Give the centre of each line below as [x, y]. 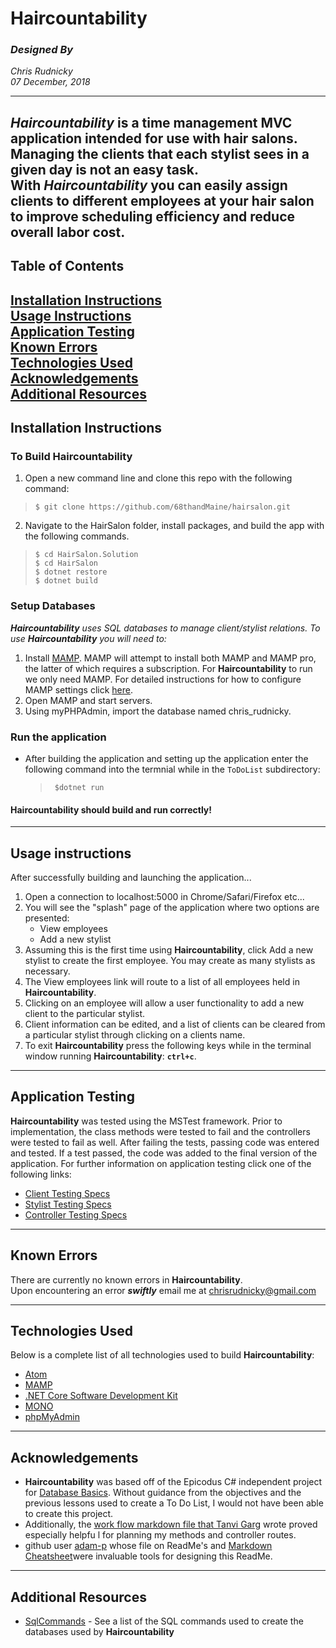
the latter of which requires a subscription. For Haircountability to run [168, 668]
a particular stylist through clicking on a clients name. [135, 1034]
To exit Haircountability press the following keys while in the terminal [168, 1045]
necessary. [47, 971]
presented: [47, 918]
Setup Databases [53, 606]
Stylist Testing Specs [68, 1204]
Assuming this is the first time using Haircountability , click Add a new [169, 949]
